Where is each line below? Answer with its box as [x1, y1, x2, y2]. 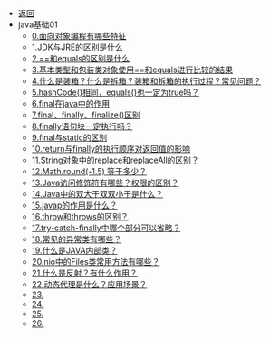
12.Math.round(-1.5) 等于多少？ [31, 166, 148, 176]
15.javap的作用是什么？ [31, 200, 118, 211]
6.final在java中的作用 [31, 98, 111, 108]
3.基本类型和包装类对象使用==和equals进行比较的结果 [31, 64, 234, 75]
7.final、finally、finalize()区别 [31, 109, 140, 120]
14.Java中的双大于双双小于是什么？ [31, 189, 164, 199]
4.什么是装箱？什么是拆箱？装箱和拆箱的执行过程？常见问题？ [31, 76, 262, 86]
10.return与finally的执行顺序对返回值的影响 [31, 144, 191, 154]
